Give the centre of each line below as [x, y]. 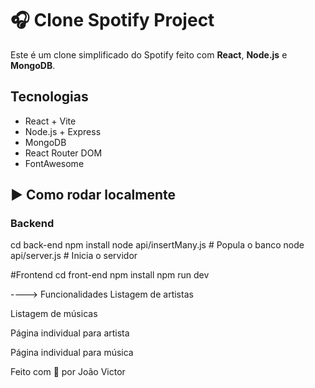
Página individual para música [72, 353]
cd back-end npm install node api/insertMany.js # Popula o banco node [157, 245]
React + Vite [50, 121]
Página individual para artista [70, 333]
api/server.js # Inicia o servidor [74, 256]
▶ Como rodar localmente [93, 195]
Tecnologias [49, 97]
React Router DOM [63, 153]
